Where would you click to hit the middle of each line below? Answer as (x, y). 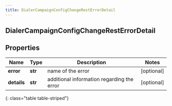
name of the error (68, 71)
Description (92, 62)
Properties (23, 48)
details (16, 82)
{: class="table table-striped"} (37, 98)
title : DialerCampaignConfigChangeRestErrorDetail (60, 10)
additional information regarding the (91, 79)
